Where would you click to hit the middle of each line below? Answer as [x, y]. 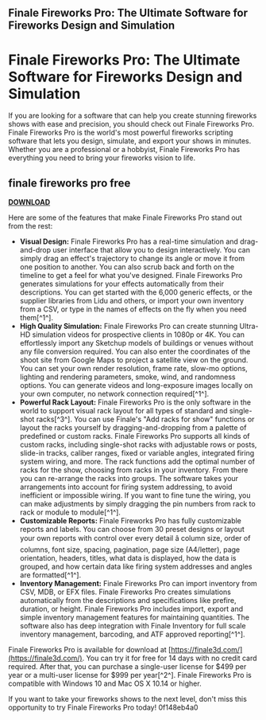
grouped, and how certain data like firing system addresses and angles [136, 567]
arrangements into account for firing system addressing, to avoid [126, 487]
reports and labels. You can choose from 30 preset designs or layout [132, 530]
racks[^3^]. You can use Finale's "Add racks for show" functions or [145, 419]
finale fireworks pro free [69, 183]
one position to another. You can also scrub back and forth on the [127, 267]
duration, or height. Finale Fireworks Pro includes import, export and [131, 609]
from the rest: [31, 226]
